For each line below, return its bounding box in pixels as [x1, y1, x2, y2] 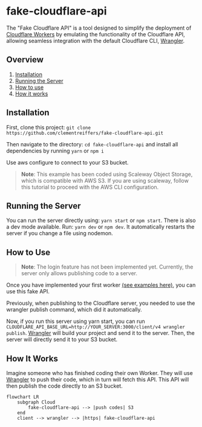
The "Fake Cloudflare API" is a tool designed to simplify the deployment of [6, 24, 192, 31]
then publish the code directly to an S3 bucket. [6, 382, 123, 390]
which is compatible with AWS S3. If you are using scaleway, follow [21, 177, 189, 184]
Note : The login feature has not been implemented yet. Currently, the [21, 263, 194, 270]
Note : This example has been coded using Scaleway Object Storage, [21, 171, 193, 178]
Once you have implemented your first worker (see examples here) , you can [6, 281, 196, 288]
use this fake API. [6, 288, 50, 295]
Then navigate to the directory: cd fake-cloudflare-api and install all [6, 140, 178, 148]
